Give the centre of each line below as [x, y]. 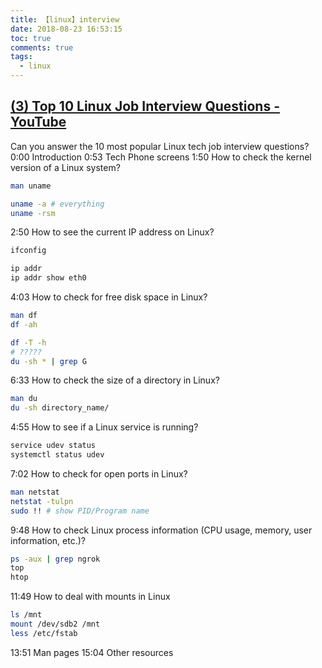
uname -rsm [33, 213]
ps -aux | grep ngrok [55, 559]
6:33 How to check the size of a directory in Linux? [115, 380]
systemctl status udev [57, 455]
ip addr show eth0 [48, 278]
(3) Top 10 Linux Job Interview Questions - [145, 106]
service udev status [53, 446]
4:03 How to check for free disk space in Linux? [109, 297]
